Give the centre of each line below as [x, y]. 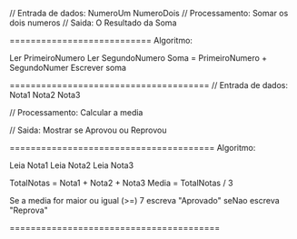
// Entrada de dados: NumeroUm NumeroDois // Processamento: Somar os [149, 13]
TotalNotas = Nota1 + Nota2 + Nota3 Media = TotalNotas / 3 [121, 183]
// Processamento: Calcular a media [76, 112]
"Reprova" [29, 210]
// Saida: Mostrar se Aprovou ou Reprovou [88, 130]
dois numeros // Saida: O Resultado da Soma [93, 23]
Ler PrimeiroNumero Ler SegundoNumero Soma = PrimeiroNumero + [139, 58]
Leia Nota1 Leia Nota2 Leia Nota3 [72, 165]
